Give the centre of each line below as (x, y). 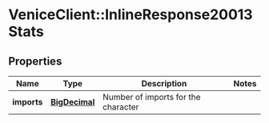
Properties (35, 61)
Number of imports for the (152, 97)
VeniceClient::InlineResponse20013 (131, 15)
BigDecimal (73, 102)
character (121, 107)
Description (164, 83)
